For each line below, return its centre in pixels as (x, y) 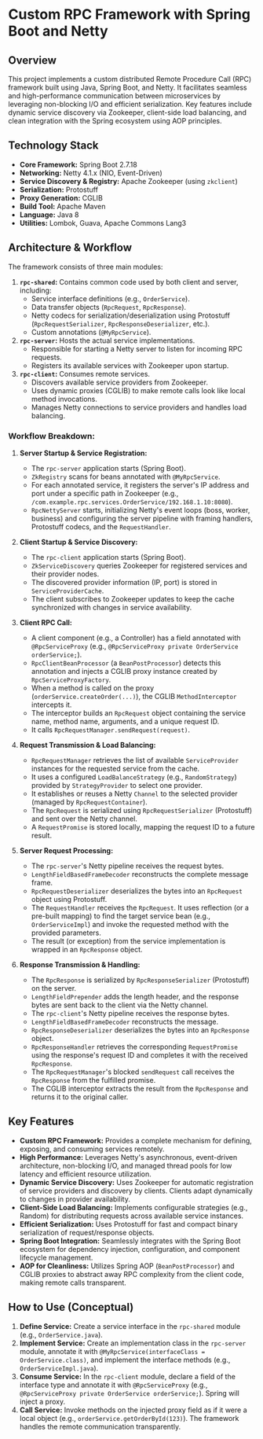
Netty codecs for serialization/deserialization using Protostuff (130, 315)
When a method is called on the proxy (93, 688)
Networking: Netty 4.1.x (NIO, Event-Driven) (91, 173)
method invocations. (64, 399)
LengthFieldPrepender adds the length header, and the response (135, 996)
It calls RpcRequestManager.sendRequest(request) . (111, 730)
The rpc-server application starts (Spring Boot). (108, 468)
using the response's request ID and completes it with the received (139, 1054)
